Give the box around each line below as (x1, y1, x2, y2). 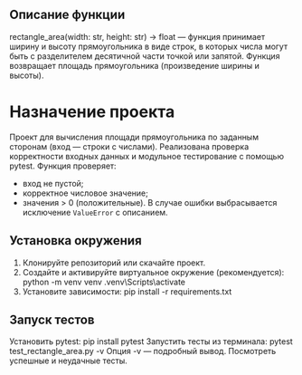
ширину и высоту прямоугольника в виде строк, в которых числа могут (9, 41, 288, 52)
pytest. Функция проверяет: (9, 160, 117, 171)
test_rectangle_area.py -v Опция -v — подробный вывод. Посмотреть (9, 346, 277, 357)
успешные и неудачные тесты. (9, 355, 128, 366)
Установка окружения (9, 233, 142, 248)
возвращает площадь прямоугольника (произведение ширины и (9, 60, 260, 71)
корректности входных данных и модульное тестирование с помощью (9, 150, 285, 161)
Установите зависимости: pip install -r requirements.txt (22, 285, 232, 297)
